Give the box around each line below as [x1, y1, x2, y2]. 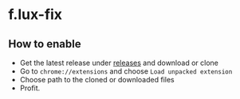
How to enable [8, 37, 81, 51]
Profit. [19, 83, 41, 93]
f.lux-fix [8, 6, 62, 24]
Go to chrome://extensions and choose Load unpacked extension [19, 67, 233, 76]
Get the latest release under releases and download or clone [19, 58, 219, 67]
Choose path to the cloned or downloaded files [19, 75, 175, 84]
